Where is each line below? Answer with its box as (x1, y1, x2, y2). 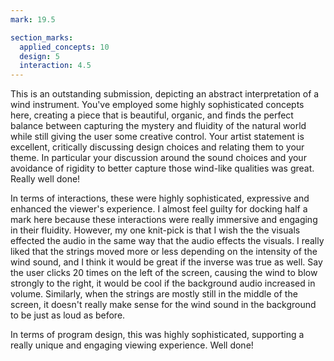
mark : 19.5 (10, 14, 56, 25)
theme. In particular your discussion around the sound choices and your (10, 152, 307, 164)
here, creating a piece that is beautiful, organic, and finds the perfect (10, 109, 294, 121)
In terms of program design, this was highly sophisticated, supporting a (10, 329, 305, 341)
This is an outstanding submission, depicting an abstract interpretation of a (10, 88, 320, 100)
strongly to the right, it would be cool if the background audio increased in (10, 277, 316, 290)
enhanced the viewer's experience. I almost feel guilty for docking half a (10, 203, 308, 215)
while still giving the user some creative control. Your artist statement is (10, 131, 305, 143)
